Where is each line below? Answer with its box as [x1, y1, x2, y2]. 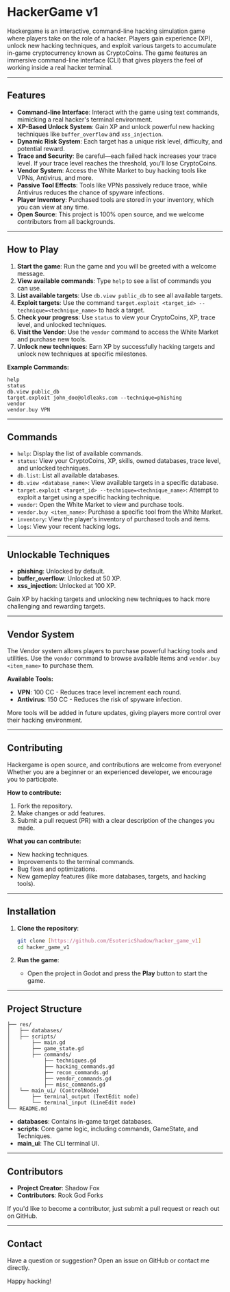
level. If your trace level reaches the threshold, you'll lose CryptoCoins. [16, 159, 217, 167]
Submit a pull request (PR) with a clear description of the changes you [16, 816, 215, 824]
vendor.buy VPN [7, 406, 51, 413]
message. [16, 269, 45, 277]
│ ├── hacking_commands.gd [7, 1063, 115, 1070]
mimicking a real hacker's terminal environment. [16, 115, 153, 124]
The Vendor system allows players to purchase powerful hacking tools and [7, 647, 218, 655]
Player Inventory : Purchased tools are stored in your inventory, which [16, 195, 214, 203]
